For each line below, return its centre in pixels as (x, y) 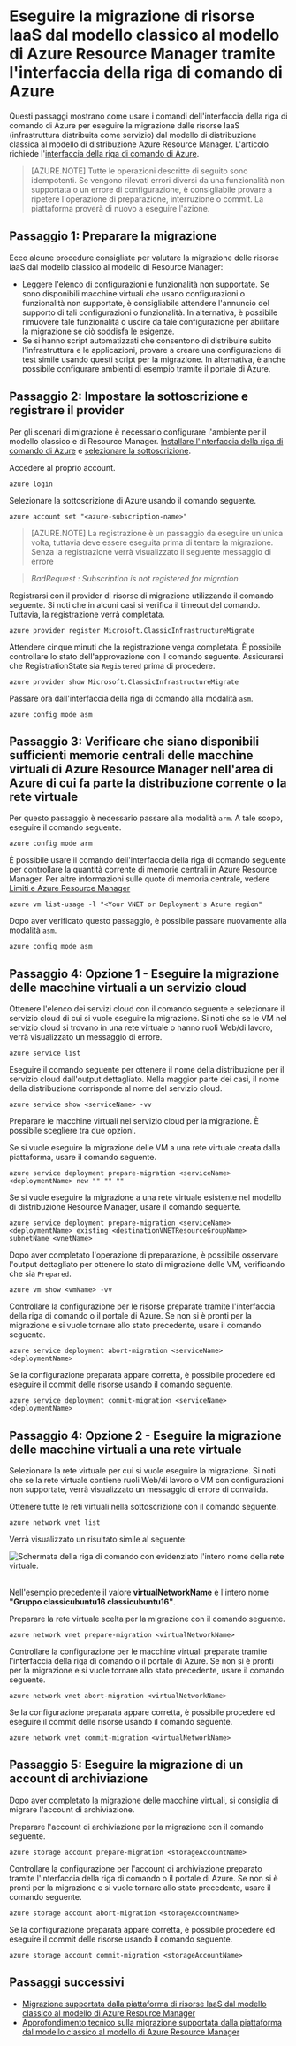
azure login (31, 484)
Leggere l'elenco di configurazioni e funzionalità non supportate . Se (145, 284)
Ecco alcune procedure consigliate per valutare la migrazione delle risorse (144, 258)
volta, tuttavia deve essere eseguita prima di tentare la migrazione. (152, 542)
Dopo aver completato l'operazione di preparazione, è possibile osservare (144, 1255)
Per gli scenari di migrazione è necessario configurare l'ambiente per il (138, 432)
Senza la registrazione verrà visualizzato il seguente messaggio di (151, 551)
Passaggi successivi (67, 1983)
